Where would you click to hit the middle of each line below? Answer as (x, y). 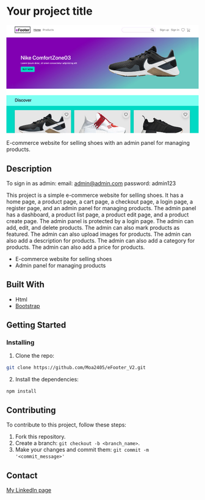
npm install (21, 392)
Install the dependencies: (47, 380)
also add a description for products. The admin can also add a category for (101, 240)
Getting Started (36, 325)
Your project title (49, 11)
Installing (20, 342)
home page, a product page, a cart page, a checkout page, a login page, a (100, 201)
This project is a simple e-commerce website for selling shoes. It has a (95, 195)
